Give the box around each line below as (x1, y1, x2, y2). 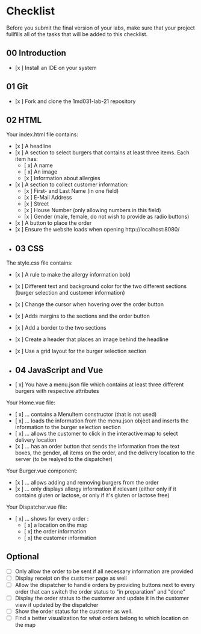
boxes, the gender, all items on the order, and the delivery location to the (14, 449, 195, 456)
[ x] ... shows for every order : (14, 515, 89, 522)
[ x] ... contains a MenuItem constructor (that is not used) (14, 411, 157, 418)
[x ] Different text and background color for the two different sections (14, 283, 187, 290)
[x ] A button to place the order (14, 219, 92, 227)
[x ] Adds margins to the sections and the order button (14, 312, 150, 320)
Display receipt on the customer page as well (14, 574, 128, 582)
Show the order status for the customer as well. (14, 607, 133, 615)
